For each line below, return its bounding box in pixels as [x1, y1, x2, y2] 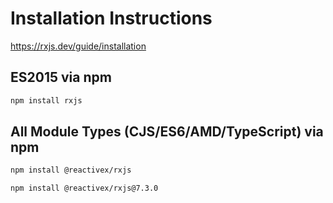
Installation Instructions [10, 7, 213, 30]
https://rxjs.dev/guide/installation [10, 40, 147, 52]
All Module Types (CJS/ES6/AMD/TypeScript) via [10, 123, 324, 141]
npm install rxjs [10, 95, 83, 106]
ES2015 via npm [10, 69, 112, 86]
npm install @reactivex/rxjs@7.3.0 [10, 183, 159, 194]
